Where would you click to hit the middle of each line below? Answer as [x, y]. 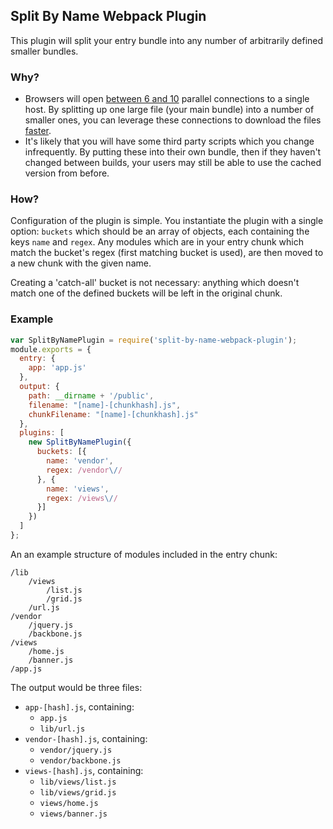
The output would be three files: [76, 687]
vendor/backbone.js [80, 760]
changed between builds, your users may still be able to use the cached [173, 163]
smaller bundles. [44, 51]
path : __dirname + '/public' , [91, 395]
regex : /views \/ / [82, 498]
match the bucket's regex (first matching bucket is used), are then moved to [167, 253]
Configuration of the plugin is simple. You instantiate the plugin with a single [167, 221]
